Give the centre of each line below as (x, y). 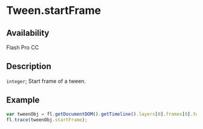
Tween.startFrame (54, 11)
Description (29, 66)
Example (23, 100)
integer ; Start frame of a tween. (46, 81)
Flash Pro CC (23, 47)
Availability (28, 33)
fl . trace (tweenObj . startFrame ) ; (47, 120)
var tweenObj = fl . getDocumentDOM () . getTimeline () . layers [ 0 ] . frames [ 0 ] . (100, 114)
